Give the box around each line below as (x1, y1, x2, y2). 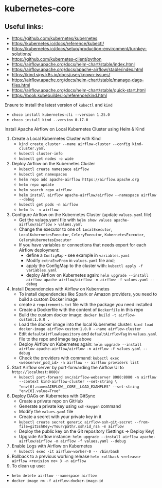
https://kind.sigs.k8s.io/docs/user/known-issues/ (11, 72, 110, 77)
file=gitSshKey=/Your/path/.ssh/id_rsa (18, 424, 100, 429)
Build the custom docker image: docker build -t (18, 312, 117, 318)
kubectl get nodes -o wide (18, 156, 74, 161)
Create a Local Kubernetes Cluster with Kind (11, 135, 101, 141)
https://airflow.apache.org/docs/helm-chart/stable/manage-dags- (11, 77, 144, 83)
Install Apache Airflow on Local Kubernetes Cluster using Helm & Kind (4, 126, 144, 132)
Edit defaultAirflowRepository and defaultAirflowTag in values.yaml (18, 331, 157, 336)
